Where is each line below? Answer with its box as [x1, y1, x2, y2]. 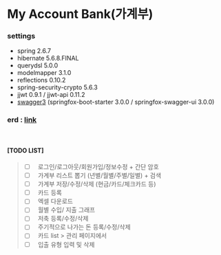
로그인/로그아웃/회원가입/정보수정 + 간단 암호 [37, 162, 160, 170]
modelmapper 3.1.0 [17, 69, 72, 77]
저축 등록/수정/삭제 [37, 214, 89, 223]
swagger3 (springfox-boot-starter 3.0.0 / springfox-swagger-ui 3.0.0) [17, 98, 215, 107]
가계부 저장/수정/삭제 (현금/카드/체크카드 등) [37, 180, 156, 188]
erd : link [7, 115, 37, 124]
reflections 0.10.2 [17, 76, 66, 85]
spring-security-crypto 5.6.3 [17, 83, 98, 91]
